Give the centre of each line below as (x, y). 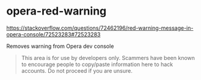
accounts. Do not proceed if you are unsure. (77, 70)
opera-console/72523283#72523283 (53, 34)
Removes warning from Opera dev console (60, 46)
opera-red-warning (57, 11)
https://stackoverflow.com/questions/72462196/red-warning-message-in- (100, 28)
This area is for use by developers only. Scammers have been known (108, 58)
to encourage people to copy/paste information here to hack (97, 64)
